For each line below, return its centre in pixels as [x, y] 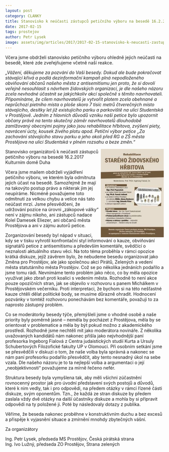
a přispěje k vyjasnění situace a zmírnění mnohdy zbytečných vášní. [76, 419]
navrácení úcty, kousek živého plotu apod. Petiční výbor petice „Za [75, 131]
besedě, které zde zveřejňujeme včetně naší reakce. [59, 62]
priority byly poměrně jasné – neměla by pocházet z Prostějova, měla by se [83, 320]
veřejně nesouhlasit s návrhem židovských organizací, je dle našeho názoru [84, 88]
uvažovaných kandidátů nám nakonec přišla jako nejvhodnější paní [74, 336]
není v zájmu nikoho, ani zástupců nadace [49, 215]
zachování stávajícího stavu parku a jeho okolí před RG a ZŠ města [75, 136]
